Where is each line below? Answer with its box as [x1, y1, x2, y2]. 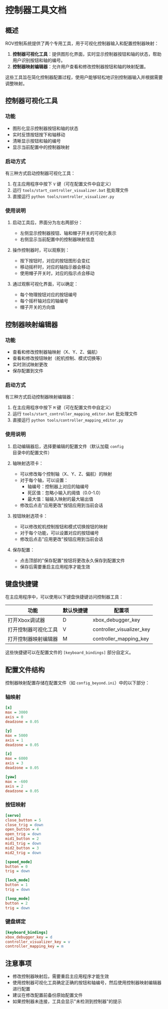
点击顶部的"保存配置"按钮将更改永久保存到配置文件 [19, 557, 125, 563]
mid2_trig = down [5, 850, 41, 855]
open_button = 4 [5, 827, 39, 832]
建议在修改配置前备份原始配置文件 [12, 992, 83, 998]
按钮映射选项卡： [12, 513, 48, 519]
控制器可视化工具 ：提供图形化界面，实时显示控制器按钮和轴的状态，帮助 [12, 51, 161, 57]
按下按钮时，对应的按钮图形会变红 [19, 258, 90, 264]
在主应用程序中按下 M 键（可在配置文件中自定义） [12, 404, 114, 410]
